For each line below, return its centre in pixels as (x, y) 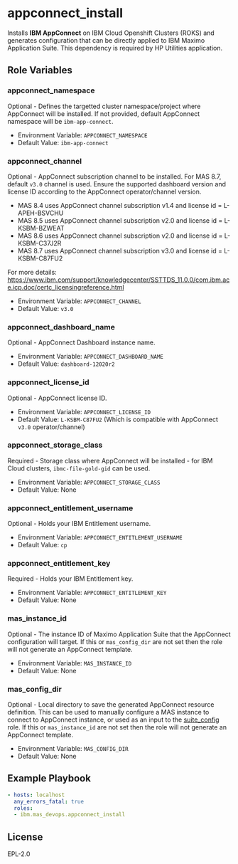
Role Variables (40, 70)
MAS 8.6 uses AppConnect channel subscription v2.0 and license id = (120, 236)
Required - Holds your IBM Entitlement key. (70, 579)
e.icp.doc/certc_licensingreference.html (66, 287)
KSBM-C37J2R (39, 243)
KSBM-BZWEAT (41, 228)
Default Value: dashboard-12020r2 (66, 364)
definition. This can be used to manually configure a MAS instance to (108, 712)
